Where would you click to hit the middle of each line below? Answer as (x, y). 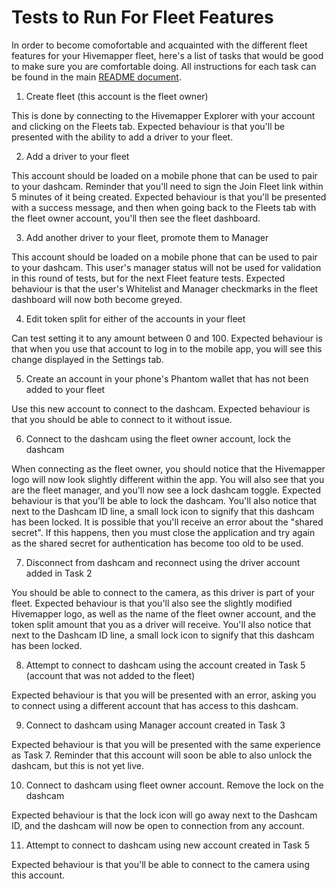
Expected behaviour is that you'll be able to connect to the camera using (160, 864)
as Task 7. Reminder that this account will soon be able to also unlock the (162, 755)
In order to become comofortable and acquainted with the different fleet (159, 45)
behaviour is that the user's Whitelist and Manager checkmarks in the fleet (165, 288)
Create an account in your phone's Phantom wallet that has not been (167, 378)
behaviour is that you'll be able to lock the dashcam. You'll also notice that (164, 500)
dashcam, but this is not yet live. (78, 765)
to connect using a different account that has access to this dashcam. (155, 705)
